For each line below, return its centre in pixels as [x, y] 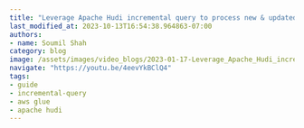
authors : [26, 34]
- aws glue [30, 101]
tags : [19, 77]
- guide [24, 85]
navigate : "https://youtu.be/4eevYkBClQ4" [90, 69]
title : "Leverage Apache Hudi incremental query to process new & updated [153, 18]
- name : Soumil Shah [48, 43]
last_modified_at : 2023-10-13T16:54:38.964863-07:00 [111, 26]
